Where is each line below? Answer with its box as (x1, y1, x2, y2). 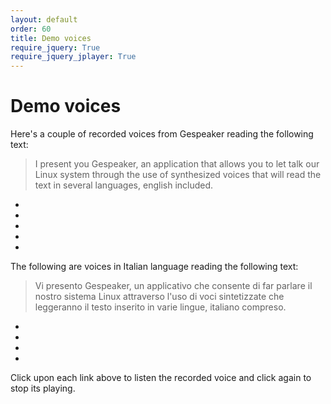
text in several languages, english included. (34, 179, 214, 191)
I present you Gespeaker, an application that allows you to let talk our (34, 158, 320, 170)
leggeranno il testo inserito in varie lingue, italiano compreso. (34, 301, 287, 313)
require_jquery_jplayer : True (10, 52, 137, 62)
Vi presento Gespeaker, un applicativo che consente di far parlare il (34, 280, 313, 292)
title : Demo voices (10, 33, 92, 43)
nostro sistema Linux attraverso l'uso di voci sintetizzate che (34, 291, 285, 303)
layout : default (10, 14, 78, 25)
